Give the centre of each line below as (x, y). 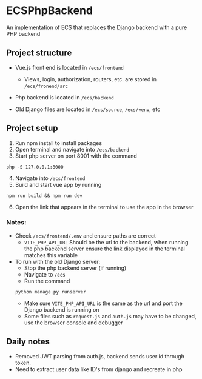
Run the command (47, 281)
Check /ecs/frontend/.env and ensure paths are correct (86, 236)
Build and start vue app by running (58, 184)
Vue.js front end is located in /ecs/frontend (69, 67)
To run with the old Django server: (58, 261)
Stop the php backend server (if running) (75, 268)
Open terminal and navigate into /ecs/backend (72, 149)
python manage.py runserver (50, 292)
